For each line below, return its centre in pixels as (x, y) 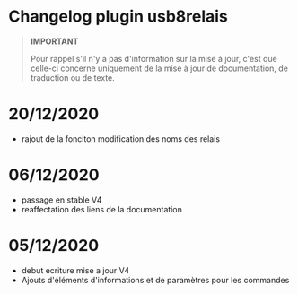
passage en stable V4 (61, 200)
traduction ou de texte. (73, 77)
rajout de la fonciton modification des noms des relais (121, 138)
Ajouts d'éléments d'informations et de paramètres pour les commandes (155, 280)
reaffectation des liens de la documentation (102, 209)
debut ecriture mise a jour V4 (75, 270)
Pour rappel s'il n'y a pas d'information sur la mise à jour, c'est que (153, 58)
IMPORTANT (54, 41)
